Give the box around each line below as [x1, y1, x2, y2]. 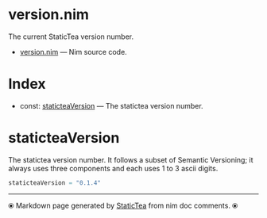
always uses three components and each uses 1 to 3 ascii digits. [8, 163, 219, 173]
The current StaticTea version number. [8, 32, 133, 41]
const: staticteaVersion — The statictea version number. [19, 101, 204, 110]
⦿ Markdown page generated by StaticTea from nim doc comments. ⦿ [8, 201, 238, 210]
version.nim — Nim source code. [19, 47, 127, 56]
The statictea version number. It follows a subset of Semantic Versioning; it [8, 155, 253, 164]
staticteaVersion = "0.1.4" [8, 178, 102, 187]
